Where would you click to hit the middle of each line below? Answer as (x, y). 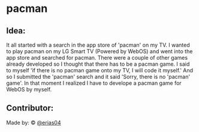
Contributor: (30, 108)
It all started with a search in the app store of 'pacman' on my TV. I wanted (98, 45)
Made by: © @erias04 (34, 122)
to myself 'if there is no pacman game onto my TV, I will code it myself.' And (100, 70)
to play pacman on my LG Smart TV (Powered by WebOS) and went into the (99, 51)
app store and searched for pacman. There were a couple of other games (97, 58)
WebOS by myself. (29, 89)
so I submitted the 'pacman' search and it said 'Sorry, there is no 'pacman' (98, 77)
